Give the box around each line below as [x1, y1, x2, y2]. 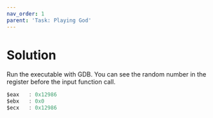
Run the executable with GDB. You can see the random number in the [6, 70, 207, 79]
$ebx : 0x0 [6, 98, 45, 105]
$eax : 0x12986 [6, 91, 57, 98]
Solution [6, 47, 57, 63]
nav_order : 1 [6, 10, 45, 18]
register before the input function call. [6, 78, 116, 86]
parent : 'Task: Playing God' [6, 17, 92, 24]
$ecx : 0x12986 [6, 105, 57, 112]
